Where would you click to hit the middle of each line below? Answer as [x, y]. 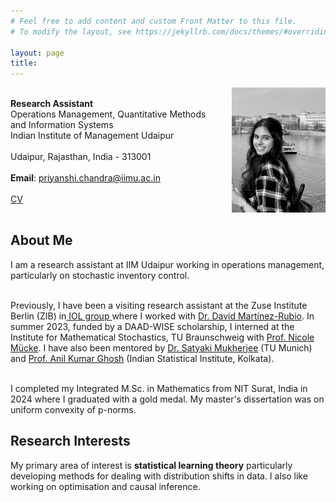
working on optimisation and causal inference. [105, 486]
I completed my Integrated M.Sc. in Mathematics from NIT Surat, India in [159, 388]
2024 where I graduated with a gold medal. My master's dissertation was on [167, 399]
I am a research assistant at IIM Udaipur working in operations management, [167, 264]
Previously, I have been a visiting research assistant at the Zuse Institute [159, 305]
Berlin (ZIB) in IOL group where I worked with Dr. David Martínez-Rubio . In [162, 316]
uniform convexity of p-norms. [73, 409]
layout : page [37, 53]
